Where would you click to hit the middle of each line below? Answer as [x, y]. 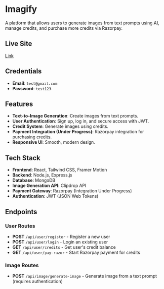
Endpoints [21, 212]
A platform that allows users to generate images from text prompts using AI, [82, 23]
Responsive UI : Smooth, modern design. [54, 142]
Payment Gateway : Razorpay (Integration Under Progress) [72, 191]
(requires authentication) [38, 282]
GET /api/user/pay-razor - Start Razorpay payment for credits [76, 252]
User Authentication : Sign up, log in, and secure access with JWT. [81, 121]
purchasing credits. [32, 137]
